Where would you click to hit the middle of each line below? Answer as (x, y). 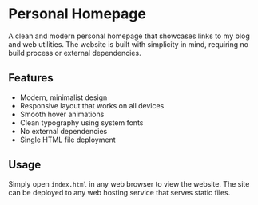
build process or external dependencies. (75, 53)
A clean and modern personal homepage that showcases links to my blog (129, 36)
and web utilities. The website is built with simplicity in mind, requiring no (129, 44)
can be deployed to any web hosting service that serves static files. (119, 192)
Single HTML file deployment (67, 140)
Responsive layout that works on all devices (92, 105)
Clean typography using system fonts (81, 122)
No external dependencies (64, 131)
